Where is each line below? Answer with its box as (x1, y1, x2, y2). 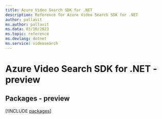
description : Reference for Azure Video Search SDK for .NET (5, 12, 138, 17)
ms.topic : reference (5, 31, 50, 36)
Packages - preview (5, 94, 70, 103)
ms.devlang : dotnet (5, 36, 47, 42)
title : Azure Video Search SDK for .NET (5, 7, 93, 13)
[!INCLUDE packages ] (5, 108, 52, 114)
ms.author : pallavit (5, 22, 50, 27)
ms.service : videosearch (5, 41, 58, 46)
